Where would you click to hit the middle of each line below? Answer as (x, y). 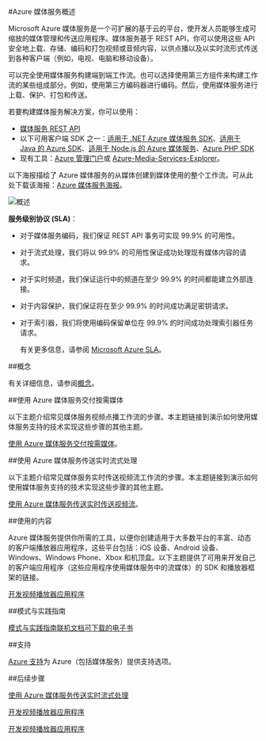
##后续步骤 (27, 678)
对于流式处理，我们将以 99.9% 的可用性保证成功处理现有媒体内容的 (129, 252)
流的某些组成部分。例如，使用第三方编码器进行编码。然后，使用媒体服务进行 (133, 85)
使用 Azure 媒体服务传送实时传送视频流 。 (75, 504)
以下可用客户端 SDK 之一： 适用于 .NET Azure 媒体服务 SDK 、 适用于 (130, 138)
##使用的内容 (30, 521)
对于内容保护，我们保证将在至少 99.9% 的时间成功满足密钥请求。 (126, 306)
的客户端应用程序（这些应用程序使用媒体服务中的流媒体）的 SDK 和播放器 (128, 567)
